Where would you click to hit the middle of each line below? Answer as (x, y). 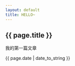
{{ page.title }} (29, 35)
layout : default (22, 10)
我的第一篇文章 (21, 48)
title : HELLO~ (20, 15)
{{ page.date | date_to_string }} (38, 58)
